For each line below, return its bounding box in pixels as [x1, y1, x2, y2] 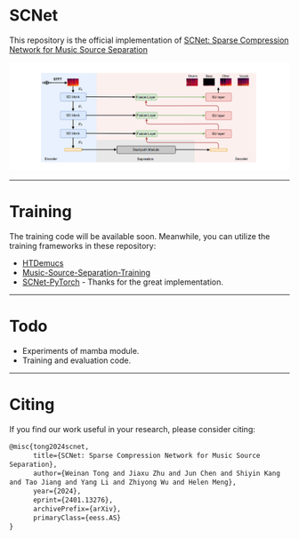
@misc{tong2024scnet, [9, 442, 90, 451]
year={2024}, [32, 487, 82, 495]
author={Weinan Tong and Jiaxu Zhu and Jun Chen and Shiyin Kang [32, 469, 280, 478]
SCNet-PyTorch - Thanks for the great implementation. [21, 277, 224, 287]
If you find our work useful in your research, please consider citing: [9, 423, 256, 434]
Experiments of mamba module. [21, 345, 140, 356]
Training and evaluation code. [21, 355, 132, 366]
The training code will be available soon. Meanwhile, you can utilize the [9, 230, 271, 241]
